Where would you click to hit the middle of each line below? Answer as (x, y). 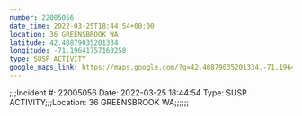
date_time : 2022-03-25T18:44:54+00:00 (82, 26)
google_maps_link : (44, 68)
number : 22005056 (42, 17)
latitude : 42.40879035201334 (64, 42)
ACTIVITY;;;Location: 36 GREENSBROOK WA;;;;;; (99, 102)
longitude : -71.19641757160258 (68, 51)
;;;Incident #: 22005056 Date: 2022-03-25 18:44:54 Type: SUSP (128, 92)
